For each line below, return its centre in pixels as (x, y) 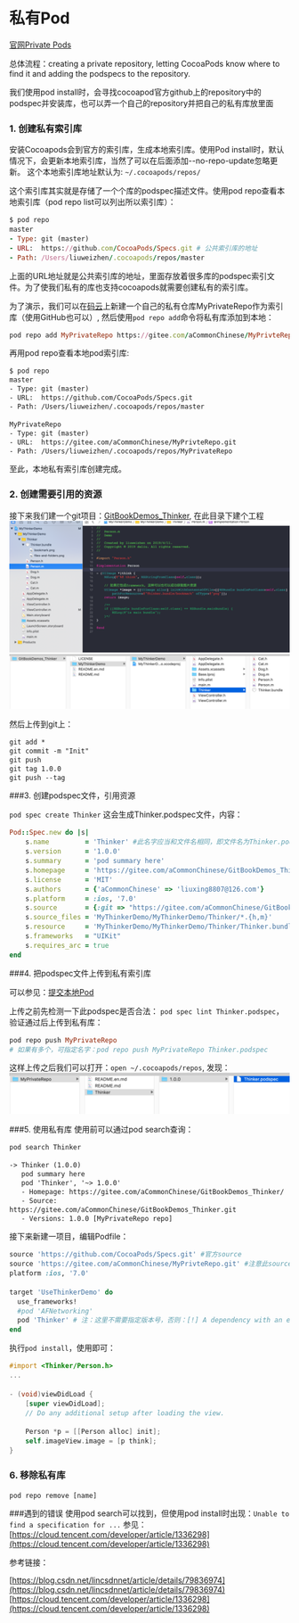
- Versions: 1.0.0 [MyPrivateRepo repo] (97, 1219)
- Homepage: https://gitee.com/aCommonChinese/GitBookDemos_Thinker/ (153, 1192)
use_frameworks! (47, 1302)
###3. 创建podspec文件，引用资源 (73, 795)
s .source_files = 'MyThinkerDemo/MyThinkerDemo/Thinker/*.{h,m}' (149, 918)
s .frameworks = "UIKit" (73, 936)
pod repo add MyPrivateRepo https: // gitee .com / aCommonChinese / (129, 335)
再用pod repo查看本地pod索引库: (69, 353)
